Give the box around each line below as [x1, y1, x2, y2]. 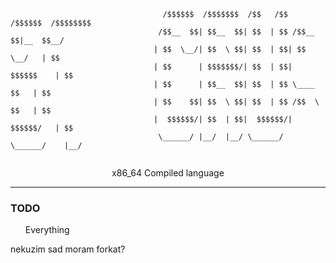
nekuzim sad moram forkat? [10, 243, 126, 255]
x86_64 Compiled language [111, 167, 225, 179]
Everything [24, 224, 70, 236]
